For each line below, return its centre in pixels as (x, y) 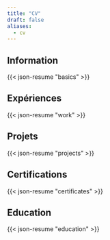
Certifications (37, 175)
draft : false (26, 20)
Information (33, 60)
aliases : (19, 26)
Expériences (35, 98)
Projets (23, 137)
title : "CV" (24, 13)
